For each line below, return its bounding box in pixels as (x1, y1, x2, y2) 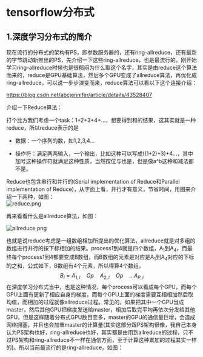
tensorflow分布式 (6, 5, 95, 19)
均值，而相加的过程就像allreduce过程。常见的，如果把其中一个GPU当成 (6, 298, 184, 306)
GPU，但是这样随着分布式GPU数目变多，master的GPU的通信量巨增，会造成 (6, 313, 196, 321)
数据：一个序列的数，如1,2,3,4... (15, 137, 95, 144)
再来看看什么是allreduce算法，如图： (6, 213, 99, 219)
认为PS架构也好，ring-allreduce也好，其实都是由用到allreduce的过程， (6, 329, 183, 336)
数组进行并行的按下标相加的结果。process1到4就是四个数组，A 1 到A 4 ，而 (6, 245, 188, 253)
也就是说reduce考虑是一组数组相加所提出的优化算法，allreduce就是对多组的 (6, 237, 196, 244)
